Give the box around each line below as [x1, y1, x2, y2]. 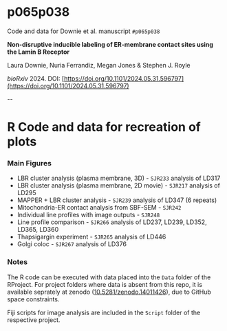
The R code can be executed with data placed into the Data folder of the [7, 273, 211, 281]
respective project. [7, 315, 61, 324]
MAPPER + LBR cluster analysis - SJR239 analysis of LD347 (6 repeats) [17, 196, 217, 204]
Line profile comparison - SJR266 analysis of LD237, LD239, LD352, [17, 218, 208, 226]
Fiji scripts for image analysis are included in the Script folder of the [7, 308, 201, 317]
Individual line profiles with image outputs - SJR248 [17, 211, 160, 219]
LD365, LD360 [17, 225, 59, 234]
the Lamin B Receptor [7, 48, 70, 56]
